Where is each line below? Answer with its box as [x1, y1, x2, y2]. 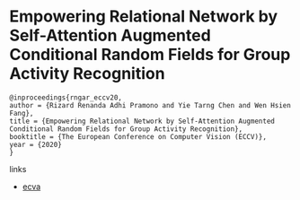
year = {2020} [9, 140, 63, 149]
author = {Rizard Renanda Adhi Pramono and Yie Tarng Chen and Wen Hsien [9, 100, 292, 109]
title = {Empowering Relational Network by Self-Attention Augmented [9, 117, 276, 126]
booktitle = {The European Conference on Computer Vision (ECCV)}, [9, 132, 268, 141]
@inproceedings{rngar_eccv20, [9, 92, 123, 102]
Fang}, [9, 109, 34, 117]
